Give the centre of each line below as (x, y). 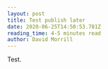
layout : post (26, 14)
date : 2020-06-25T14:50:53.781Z (54, 26)
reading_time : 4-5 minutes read (54, 33)
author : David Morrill (40, 40)
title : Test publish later (46, 20)
